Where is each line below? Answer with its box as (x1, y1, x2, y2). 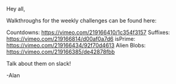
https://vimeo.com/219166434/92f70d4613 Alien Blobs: (6, 42, 146, 49)
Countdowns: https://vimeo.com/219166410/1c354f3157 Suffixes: (6, 29, 170, 36)
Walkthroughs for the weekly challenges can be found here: (6, 17, 157, 24)
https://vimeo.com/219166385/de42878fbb (6, 48, 115, 55)
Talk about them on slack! (6, 60, 71, 67)
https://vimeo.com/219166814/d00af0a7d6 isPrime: (6, 35, 136, 42)
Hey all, (6, 5, 26, 12)
